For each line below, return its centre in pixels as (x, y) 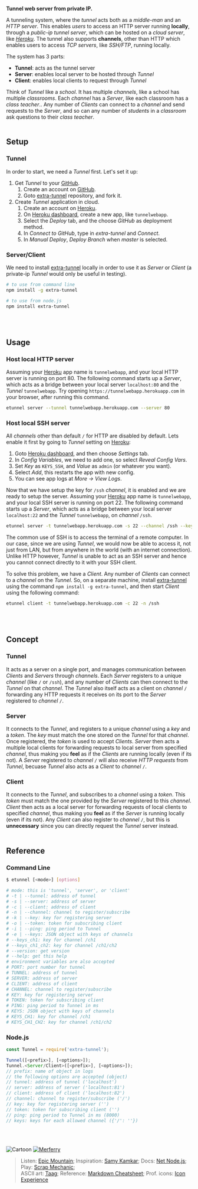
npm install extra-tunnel (38, 306)
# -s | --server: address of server (51, 901)
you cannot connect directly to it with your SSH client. (72, 563)
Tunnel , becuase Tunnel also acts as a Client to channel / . (77, 766)
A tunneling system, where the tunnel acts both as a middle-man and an (94, 20)
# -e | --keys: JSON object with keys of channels (70, 934)
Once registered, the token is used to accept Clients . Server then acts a (93, 742)
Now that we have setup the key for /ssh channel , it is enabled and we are (96, 490)
